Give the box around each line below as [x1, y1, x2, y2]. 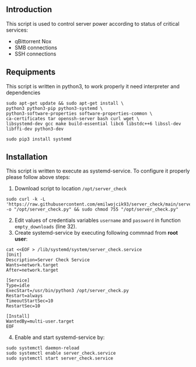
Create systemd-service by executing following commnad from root [14, 229, 178, 236]
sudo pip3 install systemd [6, 136, 72, 142]
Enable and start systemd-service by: [14, 334, 105, 341]
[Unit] [6, 252, 22, 258]
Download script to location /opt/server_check [14, 185, 127, 192]
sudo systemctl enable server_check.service [6, 351, 116, 356]
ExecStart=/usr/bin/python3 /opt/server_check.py [6, 288, 129, 294]
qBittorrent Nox [14, 37, 52, 44]
